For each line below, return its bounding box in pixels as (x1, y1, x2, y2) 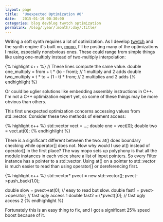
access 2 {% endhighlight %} (5, 198, 64, 203)
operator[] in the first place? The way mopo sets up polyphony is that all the (5, 148, 157, 154)
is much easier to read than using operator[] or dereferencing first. (5, 164, 139, 169)
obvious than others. (5, 99, 46, 105)
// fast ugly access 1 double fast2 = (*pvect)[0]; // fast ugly (27, 193, 145, 199)
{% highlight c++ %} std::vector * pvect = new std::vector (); (5, 173, 124, 179)
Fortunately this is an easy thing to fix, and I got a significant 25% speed (5, 207, 150, 213)
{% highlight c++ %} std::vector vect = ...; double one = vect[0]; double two (5, 123, 157, 129)
